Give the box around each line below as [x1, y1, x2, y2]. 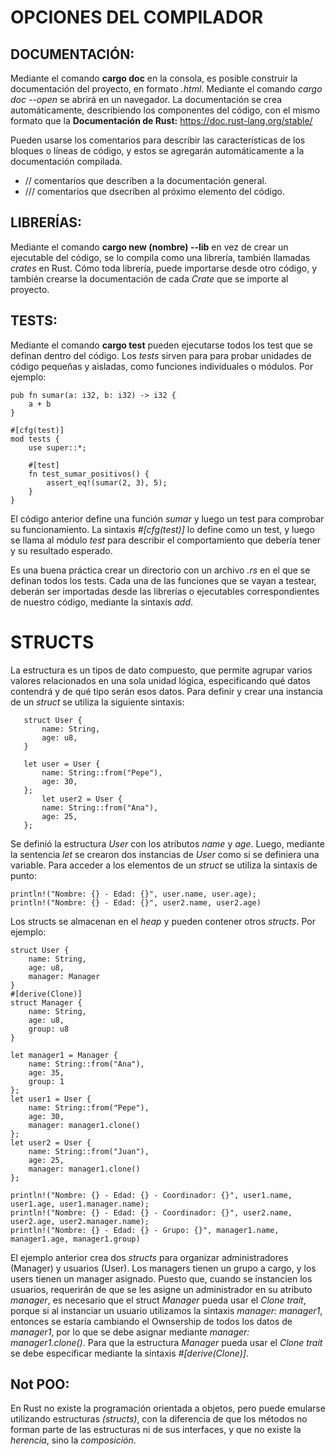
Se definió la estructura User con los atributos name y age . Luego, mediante [10, 837, 325, 850]
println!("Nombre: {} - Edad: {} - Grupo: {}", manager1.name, [10, 1225, 280, 1235]
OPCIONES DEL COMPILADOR [10, 6, 264, 29]
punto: [10, 869, 37, 881]
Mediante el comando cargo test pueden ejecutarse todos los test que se [10, 339, 313, 351]
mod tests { [10, 434, 60, 444]
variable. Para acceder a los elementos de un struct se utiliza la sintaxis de [10, 859, 318, 871]
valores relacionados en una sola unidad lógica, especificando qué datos [10, 674, 311, 686]
